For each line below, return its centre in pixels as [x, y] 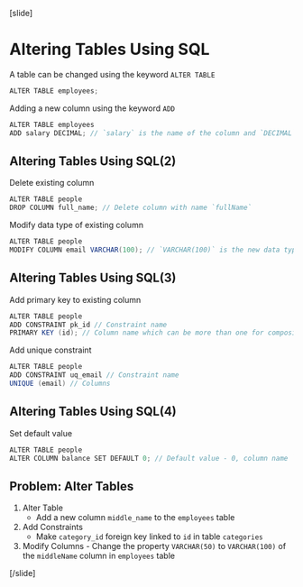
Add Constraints [53, 527]
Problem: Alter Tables [72, 486]
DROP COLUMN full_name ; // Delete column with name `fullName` [131, 208]
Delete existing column [52, 183]
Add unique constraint [50, 350]
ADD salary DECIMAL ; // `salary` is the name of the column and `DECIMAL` [153, 133]
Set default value [41, 433]
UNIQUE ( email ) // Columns [60, 384]
